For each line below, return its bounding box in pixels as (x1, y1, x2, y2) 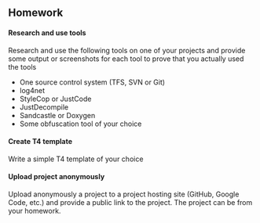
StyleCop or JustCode (19, 94, 92, 103)
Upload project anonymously (8, 172, 105, 182)
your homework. (8, 207, 61, 215)
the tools (8, 62, 37, 71)
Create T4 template (8, 137, 73, 146)
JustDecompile (19, 102, 69, 112)
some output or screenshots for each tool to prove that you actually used (8, 54, 244, 63)
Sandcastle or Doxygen (19, 110, 96, 120)
